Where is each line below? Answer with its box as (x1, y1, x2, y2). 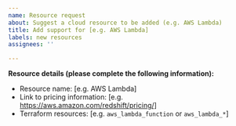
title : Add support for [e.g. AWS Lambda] (8, 26, 149, 34)
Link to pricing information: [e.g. (19, 92, 124, 102)
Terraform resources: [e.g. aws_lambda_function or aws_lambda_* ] (19, 109, 229, 118)
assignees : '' (8, 41, 55, 49)
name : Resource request (8, 11, 86, 20)
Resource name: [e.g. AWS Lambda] (19, 84, 137, 94)
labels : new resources (8, 33, 82, 41)
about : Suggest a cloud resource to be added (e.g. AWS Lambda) (8, 19, 223, 27)
